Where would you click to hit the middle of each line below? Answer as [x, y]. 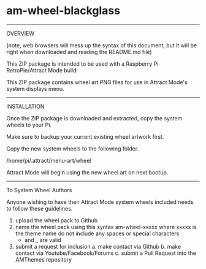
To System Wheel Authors [39, 190]
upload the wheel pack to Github [56, 220]
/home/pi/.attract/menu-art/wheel [49, 160]
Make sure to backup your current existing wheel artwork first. [85, 136]
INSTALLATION [25, 106]
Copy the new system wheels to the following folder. [73, 149]
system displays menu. [35, 88]
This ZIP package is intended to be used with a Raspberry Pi [82, 64]
